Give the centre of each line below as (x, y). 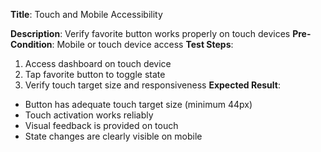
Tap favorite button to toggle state (95, 74)
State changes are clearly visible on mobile (113, 136)
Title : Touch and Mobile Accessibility (86, 14)
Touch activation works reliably (89, 115)
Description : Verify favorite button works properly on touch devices (150, 33)
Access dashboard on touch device (98, 63)
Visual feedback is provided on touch (101, 125)
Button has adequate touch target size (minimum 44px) (138, 104)
